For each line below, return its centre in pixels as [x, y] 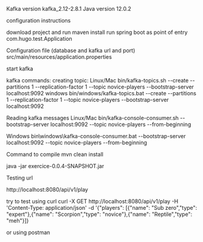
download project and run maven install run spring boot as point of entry [97, 32]
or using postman [28, 232]
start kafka [20, 69]
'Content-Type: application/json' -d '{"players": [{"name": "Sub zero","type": [102, 208]
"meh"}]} [18, 220]
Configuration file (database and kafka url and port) [71, 50]
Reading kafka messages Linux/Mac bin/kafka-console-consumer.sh [93, 118]
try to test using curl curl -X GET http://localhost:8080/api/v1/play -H [92, 201]
